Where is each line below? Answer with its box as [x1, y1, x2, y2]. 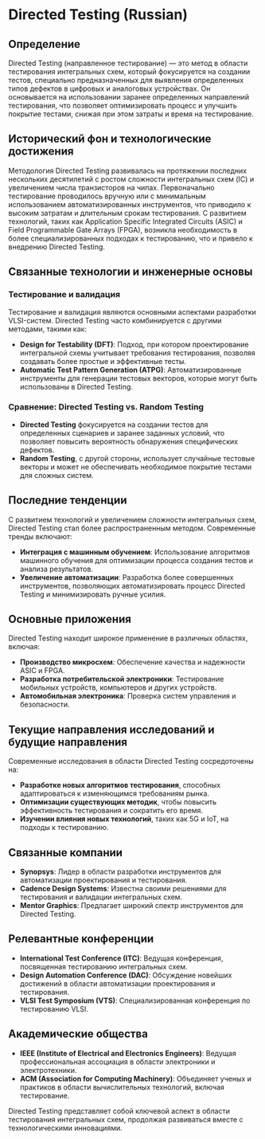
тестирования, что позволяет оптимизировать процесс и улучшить [8, 101, 237, 110]
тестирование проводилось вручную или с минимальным [8, 191, 207, 201]
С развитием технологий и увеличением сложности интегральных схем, [8, 515, 257, 524]
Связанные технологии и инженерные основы [8, 265, 253, 279]
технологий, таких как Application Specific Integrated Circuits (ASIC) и [8, 217, 243, 226]
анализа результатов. [19, 564, 94, 573]
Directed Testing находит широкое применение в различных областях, [8, 633, 248, 643]
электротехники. [19, 1065, 77, 1074]
